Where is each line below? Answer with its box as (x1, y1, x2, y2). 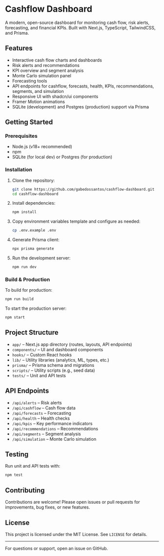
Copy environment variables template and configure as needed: (12, 218, 141, 224)
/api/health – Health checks (12, 415, 70, 421)
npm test (5, 472, 23, 477)
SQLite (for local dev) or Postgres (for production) (12, 154, 113, 160)
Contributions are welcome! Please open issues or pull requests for (5, 499, 140, 505)
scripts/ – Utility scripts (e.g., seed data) (12, 367, 95, 373)
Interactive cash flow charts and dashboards (12, 57, 102, 63)
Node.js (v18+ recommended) (12, 144, 72, 150)
